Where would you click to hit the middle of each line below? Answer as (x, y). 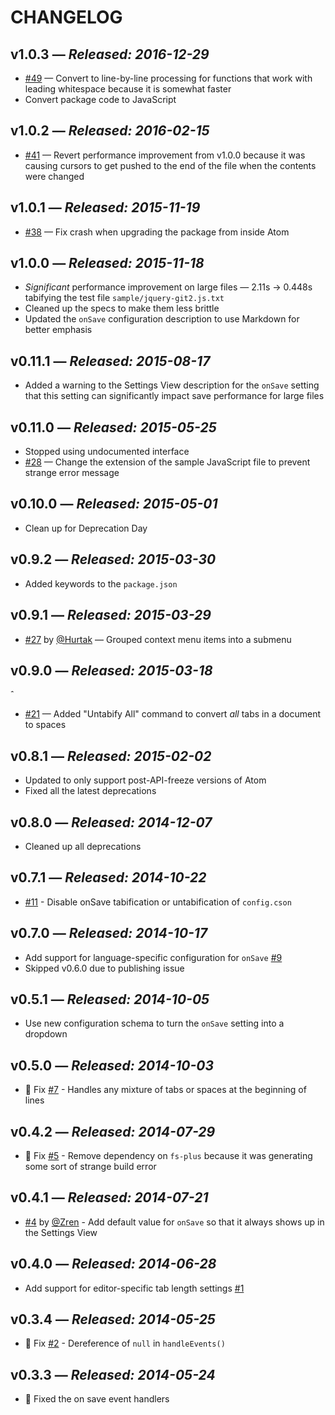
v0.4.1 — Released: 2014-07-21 (109, 1197)
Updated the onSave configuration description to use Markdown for (162, 319)
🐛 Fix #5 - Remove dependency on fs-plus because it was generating (168, 1155)
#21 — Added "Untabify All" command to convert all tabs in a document (173, 714)
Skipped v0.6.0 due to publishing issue (104, 968)
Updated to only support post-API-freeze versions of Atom (145, 780)
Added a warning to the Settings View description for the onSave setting (172, 385)
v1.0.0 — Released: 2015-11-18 (107, 263)
